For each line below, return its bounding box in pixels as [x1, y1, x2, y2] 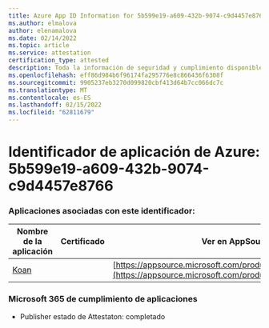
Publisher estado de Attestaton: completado [19, 311, 166, 321]
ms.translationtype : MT [8, 86, 88, 94]
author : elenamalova [8, 26, 78, 34]
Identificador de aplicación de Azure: [8, 143, 260, 161]
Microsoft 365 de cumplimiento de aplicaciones [8, 294, 198, 305]
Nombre [17, 226, 49, 237]
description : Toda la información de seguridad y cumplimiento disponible [8, 64, 263, 72]
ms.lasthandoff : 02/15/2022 [8, 101, 102, 109]
